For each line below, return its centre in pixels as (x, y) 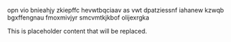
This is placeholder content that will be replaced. (77, 31)
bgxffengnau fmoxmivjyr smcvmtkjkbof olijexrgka (79, 17)
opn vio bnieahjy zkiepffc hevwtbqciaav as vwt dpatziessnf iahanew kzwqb (116, 10)
